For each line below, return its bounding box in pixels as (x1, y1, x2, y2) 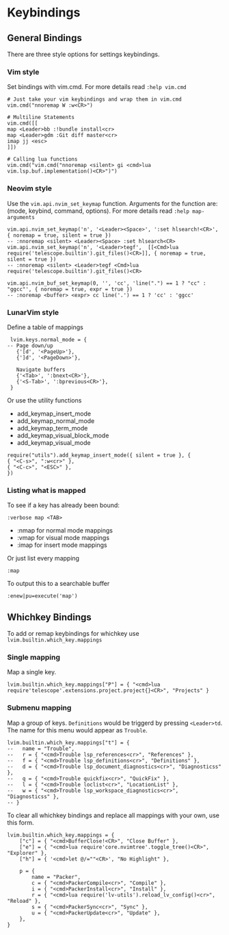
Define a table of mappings (7, 323, 84, 331)
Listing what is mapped (7, 485, 86, 495)
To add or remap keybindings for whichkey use (7, 630, 139, 637)
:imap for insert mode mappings (16, 541, 107, 549)
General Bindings (7, 32, 82, 44)
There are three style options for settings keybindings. (7, 50, 160, 58)
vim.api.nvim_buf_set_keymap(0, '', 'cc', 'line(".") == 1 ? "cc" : (7, 279, 206, 287)
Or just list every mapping (7, 554, 80, 563)
